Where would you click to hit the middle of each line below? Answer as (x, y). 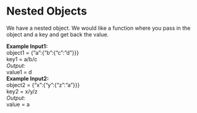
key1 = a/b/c (22, 59)
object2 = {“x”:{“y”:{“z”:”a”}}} (43, 85)
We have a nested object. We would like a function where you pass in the (98, 28)
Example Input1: (27, 46)
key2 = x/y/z (22, 91)
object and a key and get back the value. (58, 34)
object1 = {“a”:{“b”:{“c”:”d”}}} (43, 52)
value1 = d (19, 72)
